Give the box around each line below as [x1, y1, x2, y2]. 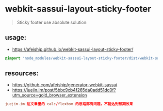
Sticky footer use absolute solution [16, 19, 86, 25]
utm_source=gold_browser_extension [12, 92, 87, 98]
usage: [5, 33, 27, 42]
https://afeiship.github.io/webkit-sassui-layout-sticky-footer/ [12, 46, 133, 52]
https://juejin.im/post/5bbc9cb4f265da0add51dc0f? [12, 87, 116, 93]
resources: [5, 69, 39, 78]
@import [5, 56, 21, 61]
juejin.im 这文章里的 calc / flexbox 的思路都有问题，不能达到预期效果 [5, 102, 133, 107]
